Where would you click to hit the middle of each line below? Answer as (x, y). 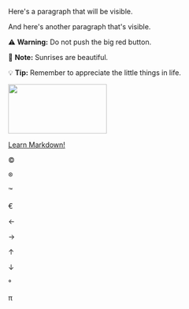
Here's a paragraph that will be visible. (70, 11)
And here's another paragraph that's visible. (80, 26)
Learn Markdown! (37, 145)
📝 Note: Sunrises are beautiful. (58, 57)
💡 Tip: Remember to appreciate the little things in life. (94, 73)
